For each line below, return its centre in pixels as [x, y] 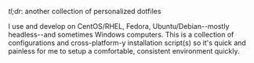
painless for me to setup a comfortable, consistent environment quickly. [124, 51]
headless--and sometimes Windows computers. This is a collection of [121, 35]
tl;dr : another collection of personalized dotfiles [85, 11]
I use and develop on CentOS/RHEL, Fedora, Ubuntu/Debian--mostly [119, 26]
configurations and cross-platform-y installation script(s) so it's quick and [127, 43]
